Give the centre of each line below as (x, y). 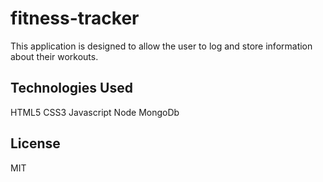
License (35, 143)
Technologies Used (71, 88)
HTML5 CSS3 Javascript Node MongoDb (95, 112)
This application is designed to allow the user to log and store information (161, 46)
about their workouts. (54, 56)
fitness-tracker (75, 18)
